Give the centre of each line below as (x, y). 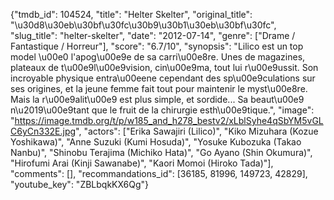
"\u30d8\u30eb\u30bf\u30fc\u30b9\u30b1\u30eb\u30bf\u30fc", (143, 25)
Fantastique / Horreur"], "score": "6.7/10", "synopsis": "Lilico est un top (157, 46)
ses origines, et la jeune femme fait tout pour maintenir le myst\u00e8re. (159, 88)
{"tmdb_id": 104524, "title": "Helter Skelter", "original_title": (131, 14)
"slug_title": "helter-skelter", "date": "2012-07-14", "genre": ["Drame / (153, 35)
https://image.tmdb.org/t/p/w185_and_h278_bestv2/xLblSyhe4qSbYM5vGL (169, 120)
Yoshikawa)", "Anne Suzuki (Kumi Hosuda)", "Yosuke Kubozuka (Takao (156, 142)
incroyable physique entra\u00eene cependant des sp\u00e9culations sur (163, 78)
